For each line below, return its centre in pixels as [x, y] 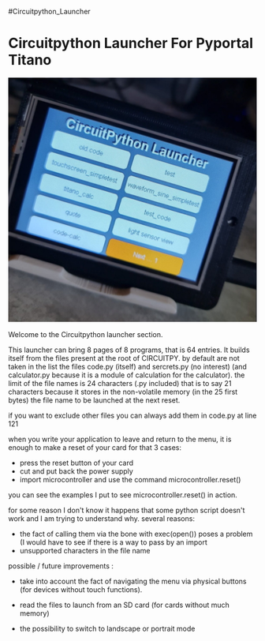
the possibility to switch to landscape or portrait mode [107, 629]
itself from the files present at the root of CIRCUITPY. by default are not [124, 358]
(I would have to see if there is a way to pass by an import [113, 542]
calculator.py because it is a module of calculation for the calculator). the [127, 375]
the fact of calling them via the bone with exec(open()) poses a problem [136, 534]
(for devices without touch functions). [81, 590]
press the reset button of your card [77, 463]
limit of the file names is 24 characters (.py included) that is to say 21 [120, 384]
